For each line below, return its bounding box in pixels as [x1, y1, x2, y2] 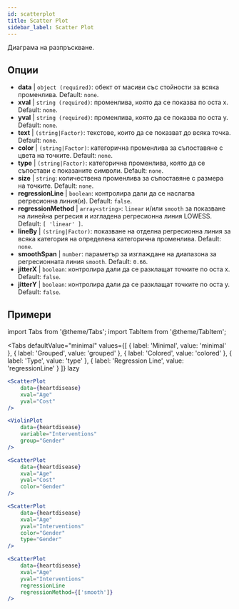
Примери [7, 308, 51, 321]
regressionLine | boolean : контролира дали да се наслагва [17, 189, 195, 198]
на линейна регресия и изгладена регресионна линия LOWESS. [17, 212, 213, 221]
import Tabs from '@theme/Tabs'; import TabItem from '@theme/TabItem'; [7, 328, 227, 336]
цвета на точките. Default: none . [17, 151, 113, 160]
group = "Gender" [20, 437, 66, 444]
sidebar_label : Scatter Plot [7, 24, 94, 31]
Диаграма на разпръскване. [7, 44, 95, 52]
